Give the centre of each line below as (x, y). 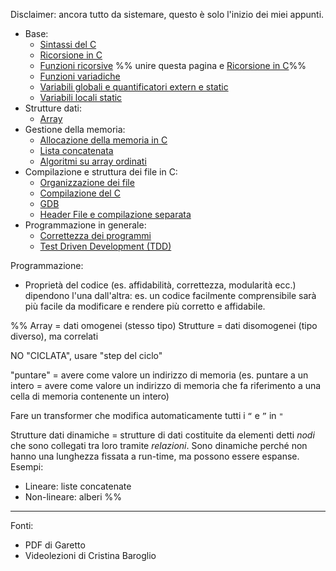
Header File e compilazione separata (115, 214)
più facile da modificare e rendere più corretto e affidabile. (145, 306)
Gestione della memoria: (75, 129)
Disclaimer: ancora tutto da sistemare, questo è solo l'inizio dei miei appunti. (167, 14)
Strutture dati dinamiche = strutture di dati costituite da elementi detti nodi (162, 435)
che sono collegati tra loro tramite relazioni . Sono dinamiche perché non (159, 445)
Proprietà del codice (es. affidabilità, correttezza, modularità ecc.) (160, 285)
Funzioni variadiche (80, 76)
